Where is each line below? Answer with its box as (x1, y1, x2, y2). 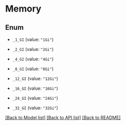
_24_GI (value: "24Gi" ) (12, 95, 58, 101)
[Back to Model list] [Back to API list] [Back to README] (5, 114, 121, 120)
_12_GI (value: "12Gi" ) (12, 76, 58, 81)
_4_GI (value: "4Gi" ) (12, 56, 54, 62)
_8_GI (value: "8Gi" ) (12, 66, 54, 72)
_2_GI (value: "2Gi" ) (12, 46, 54, 52)
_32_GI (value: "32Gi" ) (12, 105, 58, 111)
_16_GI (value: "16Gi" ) (12, 85, 58, 91)
